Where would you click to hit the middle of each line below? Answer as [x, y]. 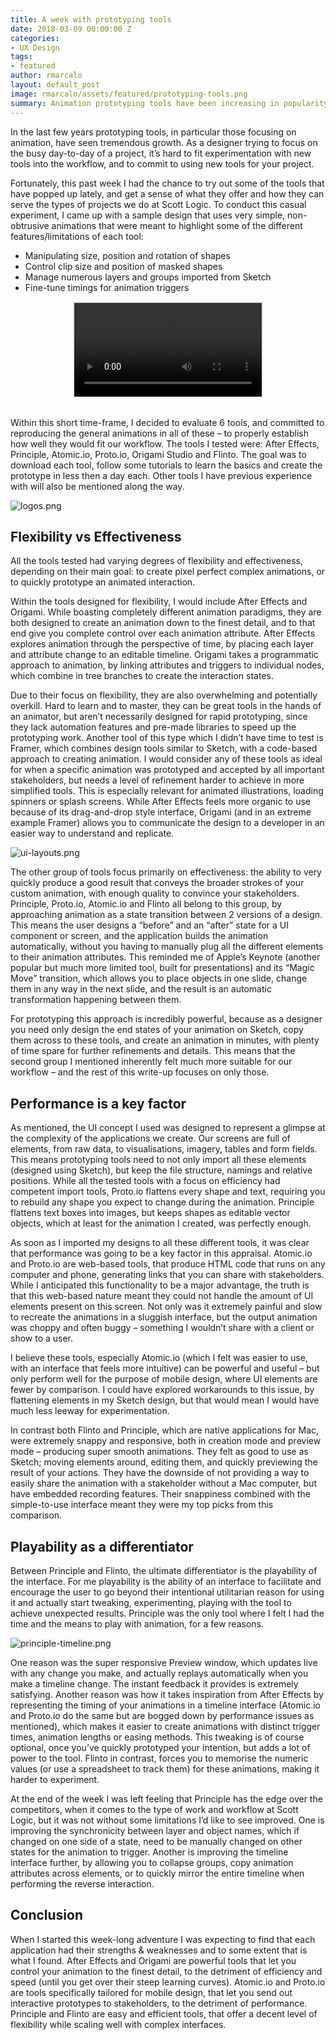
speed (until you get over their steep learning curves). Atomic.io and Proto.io [168, 1982]
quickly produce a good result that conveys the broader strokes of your [157, 883]
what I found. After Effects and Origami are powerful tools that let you [153, 1960]
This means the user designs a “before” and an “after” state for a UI [150, 925]
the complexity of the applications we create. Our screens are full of [150, 1138]
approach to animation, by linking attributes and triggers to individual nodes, [167, 665]
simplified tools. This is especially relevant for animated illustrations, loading [167, 791]
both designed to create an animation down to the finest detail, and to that [163, 623]
